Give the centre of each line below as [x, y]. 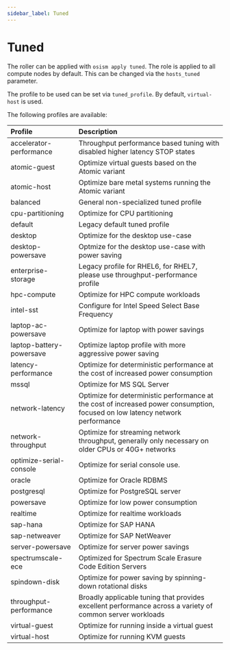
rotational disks [123, 586]
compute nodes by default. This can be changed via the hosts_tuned [104, 73]
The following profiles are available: [57, 114]
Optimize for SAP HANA [117, 524]
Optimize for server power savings [134, 547]
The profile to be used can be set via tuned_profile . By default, [97, 94]
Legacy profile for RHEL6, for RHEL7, [138, 266]
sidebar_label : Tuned [38, 13]
